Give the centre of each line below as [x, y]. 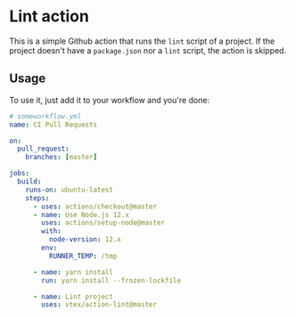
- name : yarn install [73, 272]
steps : [37, 198]
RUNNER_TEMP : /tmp [83, 256]
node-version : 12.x [85, 240]
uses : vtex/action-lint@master [99, 305]
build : [29, 182]
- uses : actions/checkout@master [95, 207]
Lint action [49, 16]
